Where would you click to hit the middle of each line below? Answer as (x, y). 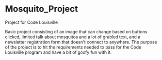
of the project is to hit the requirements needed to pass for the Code (73, 47)
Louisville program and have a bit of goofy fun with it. (58, 52)
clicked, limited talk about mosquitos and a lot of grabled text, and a (73, 37)
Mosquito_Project (42, 9)
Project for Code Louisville (32, 22)
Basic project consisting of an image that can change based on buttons (76, 31)
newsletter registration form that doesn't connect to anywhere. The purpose (81, 42)
